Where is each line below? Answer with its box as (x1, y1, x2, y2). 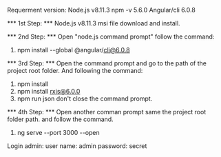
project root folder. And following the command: (7, 67, 143, 74)
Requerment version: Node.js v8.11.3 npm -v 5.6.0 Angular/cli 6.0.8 (7, 6, 196, 14)
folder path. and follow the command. (7, 115, 114, 123)
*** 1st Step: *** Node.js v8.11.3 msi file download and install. (7, 19, 180, 27)
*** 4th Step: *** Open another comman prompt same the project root (7, 108, 207, 116)
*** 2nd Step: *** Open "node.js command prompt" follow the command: (7, 32, 215, 41)
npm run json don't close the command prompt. (17, 94, 153, 103)
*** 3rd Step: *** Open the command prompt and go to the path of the (7, 59, 207, 67)
